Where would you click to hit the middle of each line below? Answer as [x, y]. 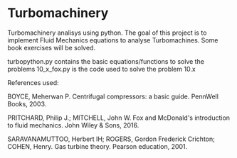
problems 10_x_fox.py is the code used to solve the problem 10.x [101, 69]
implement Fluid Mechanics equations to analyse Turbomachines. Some [113, 40]
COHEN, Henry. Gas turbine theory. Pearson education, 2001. [98, 146]
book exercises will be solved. [52, 47]
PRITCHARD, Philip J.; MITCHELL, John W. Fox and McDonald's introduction [118, 118]
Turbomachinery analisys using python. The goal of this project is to [107, 33]
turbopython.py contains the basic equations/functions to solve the [106, 61]
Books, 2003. [27, 103]
